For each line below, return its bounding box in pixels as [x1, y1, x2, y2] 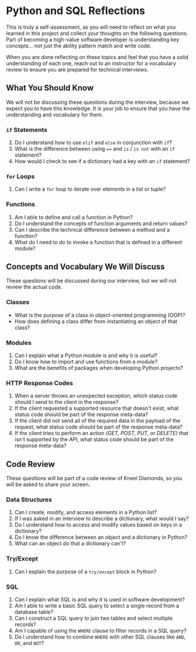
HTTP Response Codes [6, 379, 73, 387]
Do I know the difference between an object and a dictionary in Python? [14, 534, 188, 541]
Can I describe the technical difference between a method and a [14, 226, 170, 233]
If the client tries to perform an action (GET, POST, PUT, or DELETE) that [14, 430, 189, 437]
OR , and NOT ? [14, 640, 44, 647]
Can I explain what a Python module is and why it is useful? [14, 352, 158, 359]
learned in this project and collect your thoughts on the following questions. [6, 29, 188, 36]
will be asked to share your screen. [6, 481, 91, 488]
